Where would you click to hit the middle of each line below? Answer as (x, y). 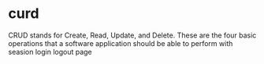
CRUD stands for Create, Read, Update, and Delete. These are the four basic (132, 35)
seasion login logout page (50, 52)
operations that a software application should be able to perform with (121, 43)
